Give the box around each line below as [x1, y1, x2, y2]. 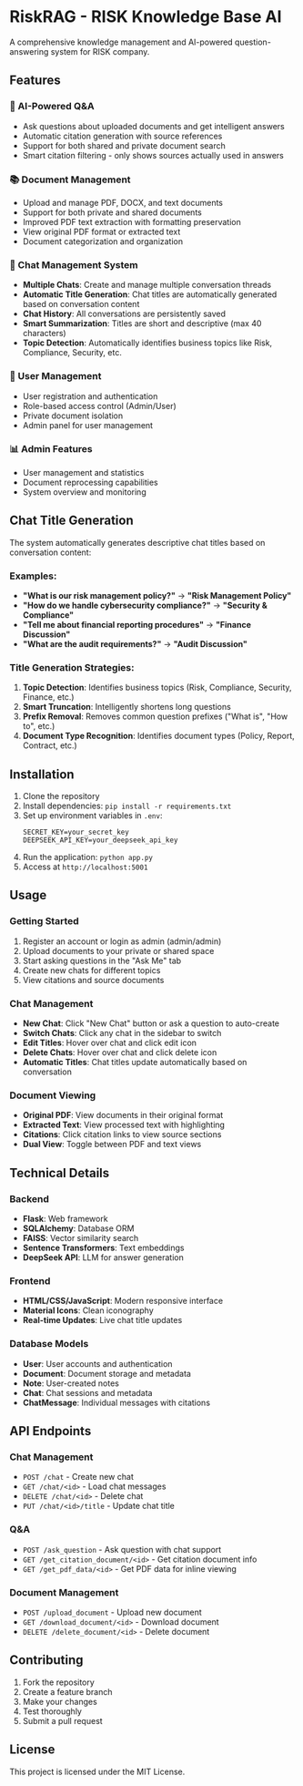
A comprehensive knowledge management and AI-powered [9, 36, 234, 47]
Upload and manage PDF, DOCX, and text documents [22, 197, 224, 208]
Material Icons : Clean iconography [22, 1305, 155, 1316]
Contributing [9, 1652, 84, 1668]
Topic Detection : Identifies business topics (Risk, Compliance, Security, [22, 682, 293, 693]
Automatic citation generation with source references [22, 130, 223, 141]
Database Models [9, 1338, 89, 1350]
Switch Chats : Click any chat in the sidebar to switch [22, 1028, 222, 1039]
